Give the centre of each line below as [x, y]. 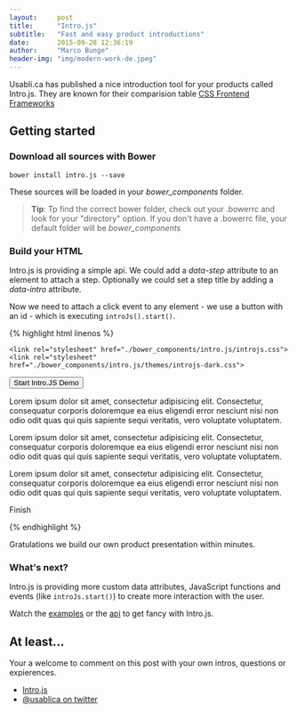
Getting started [52, 131]
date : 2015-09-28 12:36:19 [71, 42]
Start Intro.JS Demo [47, 383]
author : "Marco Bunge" [59, 51]
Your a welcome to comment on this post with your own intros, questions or [148, 663]
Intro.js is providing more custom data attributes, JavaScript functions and [145, 587]
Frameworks [32, 103]
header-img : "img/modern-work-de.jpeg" [83, 59]
